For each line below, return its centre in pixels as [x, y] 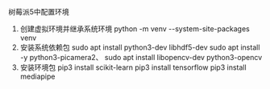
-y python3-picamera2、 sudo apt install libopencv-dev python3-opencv [141, 57]
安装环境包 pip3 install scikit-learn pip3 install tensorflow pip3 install [133, 67]
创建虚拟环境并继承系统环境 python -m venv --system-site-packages [135, 29]
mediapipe [37, 76]
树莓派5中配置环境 [39, 12]
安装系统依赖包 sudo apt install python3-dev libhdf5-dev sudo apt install [140, 47]
